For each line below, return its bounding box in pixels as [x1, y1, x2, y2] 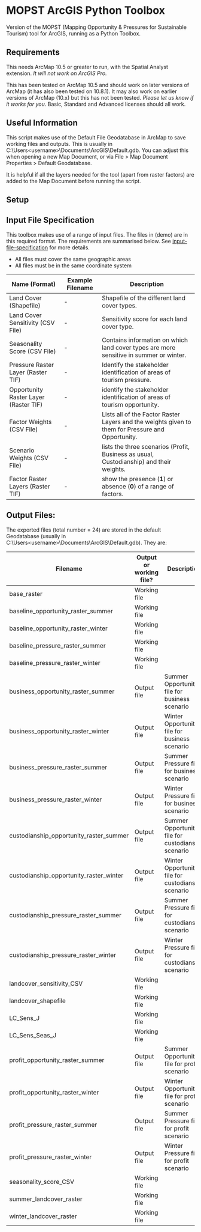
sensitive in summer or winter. [101, 351, 187, 359]
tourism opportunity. [101, 400, 160, 408]
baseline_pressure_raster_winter [9, 658, 100, 667]
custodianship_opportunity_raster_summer [9, 831, 129, 840]
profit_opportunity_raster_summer [9, 1055, 105, 1064]
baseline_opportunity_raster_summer [9, 607, 114, 615]
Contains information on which [101, 336, 188, 344]
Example [67, 276, 93, 284]
